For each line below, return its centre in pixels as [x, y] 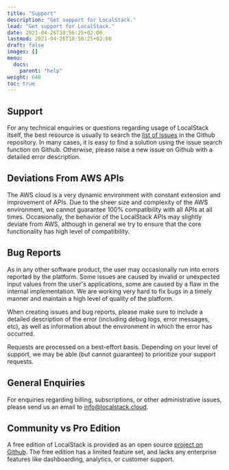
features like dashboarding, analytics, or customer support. [91, 459]
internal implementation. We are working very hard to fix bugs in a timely [110, 291]
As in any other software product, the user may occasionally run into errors [113, 269]
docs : [21, 64]
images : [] [23, 52]
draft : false [26, 45]
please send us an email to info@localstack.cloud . [78, 407]
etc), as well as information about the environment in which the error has [110, 326]
